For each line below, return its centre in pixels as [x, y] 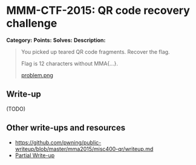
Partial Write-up [35, 155]
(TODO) [16, 109]
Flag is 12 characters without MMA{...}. [70, 63]
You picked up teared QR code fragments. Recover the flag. [96, 51]
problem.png [37, 75]
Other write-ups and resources [66, 128]
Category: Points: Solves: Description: [56, 40]
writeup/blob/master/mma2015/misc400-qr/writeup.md [84, 149]
